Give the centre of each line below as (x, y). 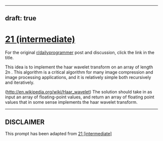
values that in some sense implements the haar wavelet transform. (71, 102)
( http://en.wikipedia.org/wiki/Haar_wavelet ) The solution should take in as (79, 92)
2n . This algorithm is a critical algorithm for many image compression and (79, 72)
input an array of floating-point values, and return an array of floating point (80, 97)
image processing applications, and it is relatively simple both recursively (78, 78)
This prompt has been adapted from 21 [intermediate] (58, 134)
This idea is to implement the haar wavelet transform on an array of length (79, 67)
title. (9, 58)
